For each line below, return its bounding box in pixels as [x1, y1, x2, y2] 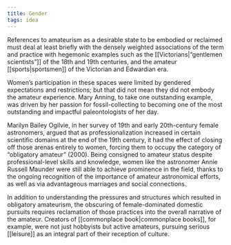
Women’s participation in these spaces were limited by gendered [7, 78, 191, 86]
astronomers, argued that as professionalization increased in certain [7, 128, 201, 137]
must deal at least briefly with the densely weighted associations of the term [7, 43, 224, 51]
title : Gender [7, 10, 48, 17]
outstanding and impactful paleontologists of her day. [7, 108, 159, 116]
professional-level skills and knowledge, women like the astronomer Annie [7, 157, 219, 166]
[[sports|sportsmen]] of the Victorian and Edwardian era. [7, 65, 169, 73]
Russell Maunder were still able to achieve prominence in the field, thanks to [7, 165, 223, 173]
